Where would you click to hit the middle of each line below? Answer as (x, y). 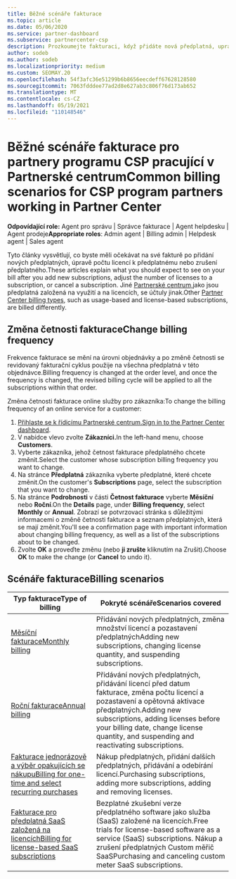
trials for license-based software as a (158, 830)
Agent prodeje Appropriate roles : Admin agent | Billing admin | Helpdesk (112, 234)
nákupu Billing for (39, 774)
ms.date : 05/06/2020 (38, 27)
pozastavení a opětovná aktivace (150, 702)
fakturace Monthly (40, 642)
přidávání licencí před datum (143, 684)
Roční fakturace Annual (48, 706)
